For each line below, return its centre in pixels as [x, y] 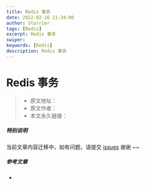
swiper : [16, 40]
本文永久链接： [49, 116]
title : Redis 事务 [28, 12]
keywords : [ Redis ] [29, 46]
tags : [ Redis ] [24, 29]
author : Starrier [28, 23]
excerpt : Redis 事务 [31, 34]
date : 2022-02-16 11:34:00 [40, 17]
